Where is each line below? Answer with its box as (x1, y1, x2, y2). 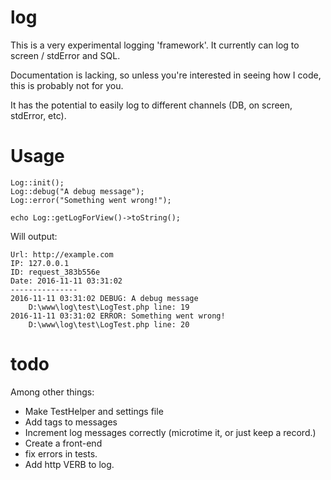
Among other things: (10, 386, 95, 398)
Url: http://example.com (10, 249, 114, 260)
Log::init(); (10, 177, 65, 188)
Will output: (10, 230, 58, 242)
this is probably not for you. (10, 79, 124, 91)
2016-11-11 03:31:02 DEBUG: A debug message (10, 293, 199, 303)
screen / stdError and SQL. (10, 49, 121, 61)
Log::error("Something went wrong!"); (10, 195, 172, 205)
